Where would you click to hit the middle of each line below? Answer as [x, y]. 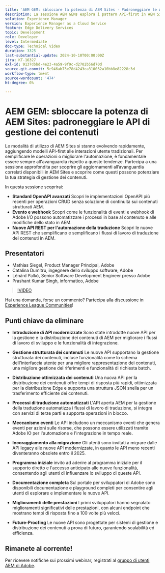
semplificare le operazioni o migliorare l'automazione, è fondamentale [76, 156]
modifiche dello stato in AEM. [42, 222]
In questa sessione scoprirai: [34, 187]
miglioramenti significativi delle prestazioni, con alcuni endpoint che [81, 508]
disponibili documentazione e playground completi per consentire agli [83, 488]
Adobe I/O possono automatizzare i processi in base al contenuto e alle [84, 217]
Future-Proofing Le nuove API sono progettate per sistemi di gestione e [85, 523]
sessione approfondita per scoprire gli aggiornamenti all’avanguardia [75, 167]
